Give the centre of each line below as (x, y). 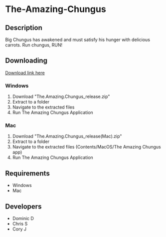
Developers (23, 206)
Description (24, 28)
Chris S (20, 224)
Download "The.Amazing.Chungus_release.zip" (61, 96)
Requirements (27, 173)
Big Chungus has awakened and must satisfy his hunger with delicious (78, 39)
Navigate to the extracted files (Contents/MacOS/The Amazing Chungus (86, 147)
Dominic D (23, 218)
